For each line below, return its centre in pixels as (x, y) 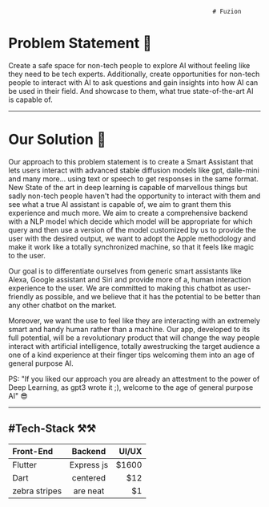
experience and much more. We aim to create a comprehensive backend (128, 213)
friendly (21, 296)
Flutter (25, 464)
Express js (89, 464)
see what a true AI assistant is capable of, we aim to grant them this (120, 204)
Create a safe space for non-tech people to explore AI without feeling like (129, 65)
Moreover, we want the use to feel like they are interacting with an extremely (134, 320)
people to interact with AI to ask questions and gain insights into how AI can (133, 82)
